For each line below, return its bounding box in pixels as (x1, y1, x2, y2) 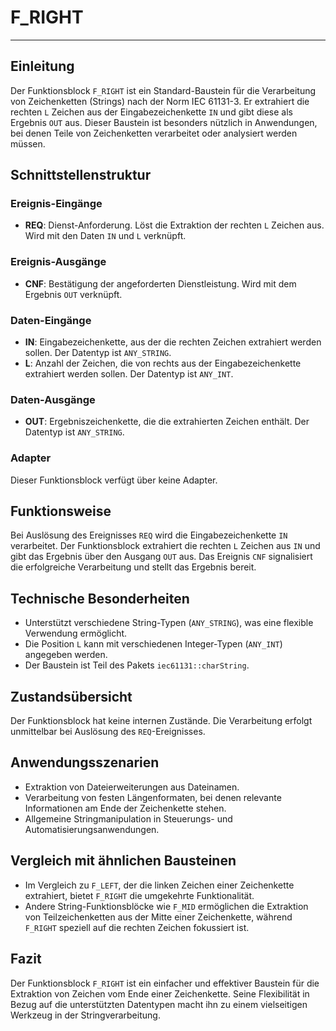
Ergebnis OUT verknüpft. (24, 288, 123, 300)
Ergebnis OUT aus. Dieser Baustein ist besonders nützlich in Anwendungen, (10, 116, 318, 128)
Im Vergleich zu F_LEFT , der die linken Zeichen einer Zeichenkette (24, 879, 295, 891)
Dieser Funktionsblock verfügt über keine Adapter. (10, 474, 218, 486)
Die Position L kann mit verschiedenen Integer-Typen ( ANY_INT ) (24, 638, 283, 650)
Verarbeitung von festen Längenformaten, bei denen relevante (24, 791, 282, 803)
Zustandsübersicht (10, 688, 133, 705)
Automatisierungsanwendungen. (24, 823, 160, 835)
